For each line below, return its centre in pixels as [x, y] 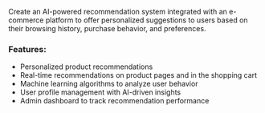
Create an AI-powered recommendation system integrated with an [118, 12]
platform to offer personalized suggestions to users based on [147, 20]
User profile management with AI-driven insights [100, 92]
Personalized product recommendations [86, 67]
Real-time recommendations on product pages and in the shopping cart [139, 75]
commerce [26, 20]
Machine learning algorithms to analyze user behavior [109, 84]
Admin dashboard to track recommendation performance [114, 101]
